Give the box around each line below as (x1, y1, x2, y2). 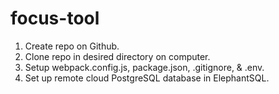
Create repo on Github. (24, 40, 120, 52)
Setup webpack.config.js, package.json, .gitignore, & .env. (24, 61, 265, 73)
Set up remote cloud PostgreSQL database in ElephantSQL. (24, 72, 270, 84)
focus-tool (10, 7, 100, 30)
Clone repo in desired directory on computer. (24, 50, 211, 62)
